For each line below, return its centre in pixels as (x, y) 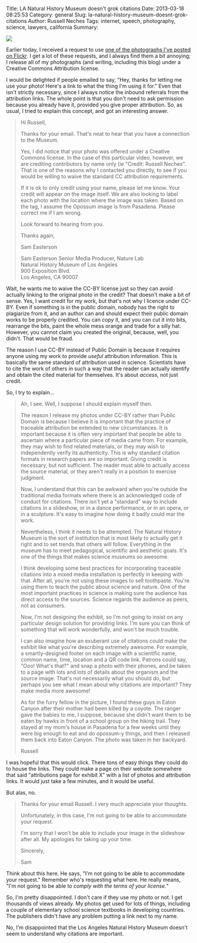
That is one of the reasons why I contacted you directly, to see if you (103, 170)
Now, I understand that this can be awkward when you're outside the (104, 489)
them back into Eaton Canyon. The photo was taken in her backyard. (103, 740)
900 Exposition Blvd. (46, 271)
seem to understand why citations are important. (65, 934)
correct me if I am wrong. (51, 213)
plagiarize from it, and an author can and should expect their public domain (97, 313)
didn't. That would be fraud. (40, 338)
